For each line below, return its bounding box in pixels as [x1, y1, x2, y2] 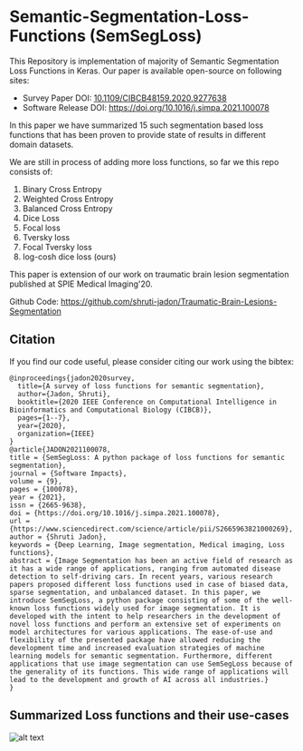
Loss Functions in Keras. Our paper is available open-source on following [9, 65, 282, 76]
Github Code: [9, 296, 59, 307]
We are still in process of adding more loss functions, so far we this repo [9, 156, 279, 167]
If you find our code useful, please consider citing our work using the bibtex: [9, 356, 295, 366]
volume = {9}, [9, 476, 63, 486]
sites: [9, 74, 30, 85]
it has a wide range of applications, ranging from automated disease [9, 564, 281, 573]
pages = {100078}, [9, 484, 79, 493]
